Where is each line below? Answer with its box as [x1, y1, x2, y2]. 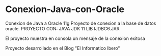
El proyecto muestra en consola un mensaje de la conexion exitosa [5, 35, 145, 41]
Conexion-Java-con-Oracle [5, 4, 125, 15]
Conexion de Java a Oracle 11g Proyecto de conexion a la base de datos [5, 20, 156, 26]
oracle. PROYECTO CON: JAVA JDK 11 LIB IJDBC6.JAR [5, 25, 120, 31]
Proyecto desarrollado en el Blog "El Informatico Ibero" [5, 45, 121, 51]
